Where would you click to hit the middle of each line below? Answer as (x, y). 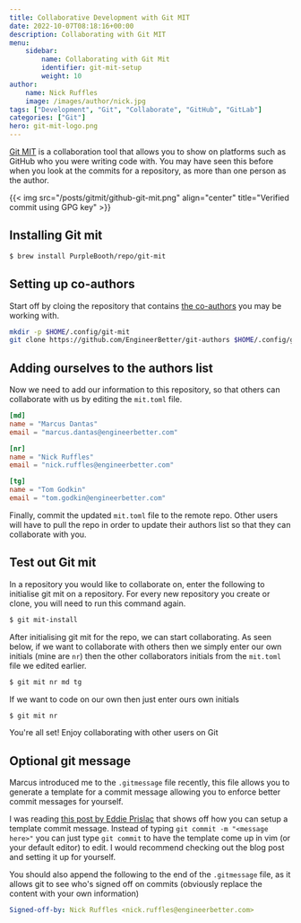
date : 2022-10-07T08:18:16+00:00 (72, 26)
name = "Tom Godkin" (48, 490)
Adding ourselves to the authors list (111, 368)
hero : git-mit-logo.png (54, 127)
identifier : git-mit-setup (92, 68)
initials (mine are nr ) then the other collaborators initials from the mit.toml (146, 655)
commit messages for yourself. (66, 802)
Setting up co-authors (73, 284)
